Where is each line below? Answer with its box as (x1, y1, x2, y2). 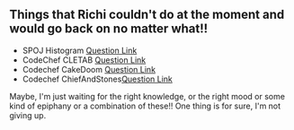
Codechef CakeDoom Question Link (22, 64, 156, 74)
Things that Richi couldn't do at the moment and (9, 7, 285, 22)
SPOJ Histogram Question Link (22, 45, 138, 56)
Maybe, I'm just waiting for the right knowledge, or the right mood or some (9, 91, 286, 101)
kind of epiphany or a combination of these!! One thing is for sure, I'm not (9, 100, 281, 111)
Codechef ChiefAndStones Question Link (22, 74, 173, 84)
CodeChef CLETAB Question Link (22, 54, 147, 65)
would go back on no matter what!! (9, 22, 209, 37)
